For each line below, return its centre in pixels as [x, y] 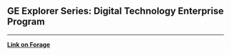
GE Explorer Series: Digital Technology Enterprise [115, 11]
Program [26, 22]
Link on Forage [29, 44]
